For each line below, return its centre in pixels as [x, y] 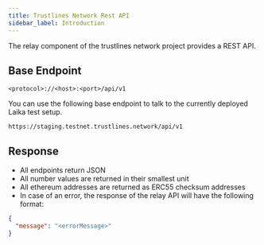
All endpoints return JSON [62, 170]
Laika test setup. [35, 112]
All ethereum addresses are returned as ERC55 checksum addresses [132, 187]
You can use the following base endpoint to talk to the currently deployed [128, 103]
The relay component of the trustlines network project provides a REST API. [132, 45]
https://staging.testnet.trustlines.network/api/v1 [95, 127]
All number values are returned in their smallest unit [104, 179]
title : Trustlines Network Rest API [69, 16]
